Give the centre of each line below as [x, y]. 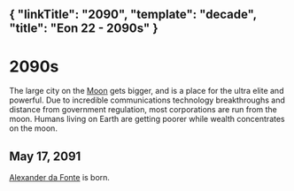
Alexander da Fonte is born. [60, 178]
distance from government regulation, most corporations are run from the [143, 110]
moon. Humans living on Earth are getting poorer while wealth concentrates [147, 119]
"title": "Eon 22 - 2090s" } [84, 29]
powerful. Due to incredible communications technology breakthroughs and [147, 100]
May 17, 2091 [45, 156]
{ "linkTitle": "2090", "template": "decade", [133, 15]
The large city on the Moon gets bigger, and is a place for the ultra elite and [147, 91]
